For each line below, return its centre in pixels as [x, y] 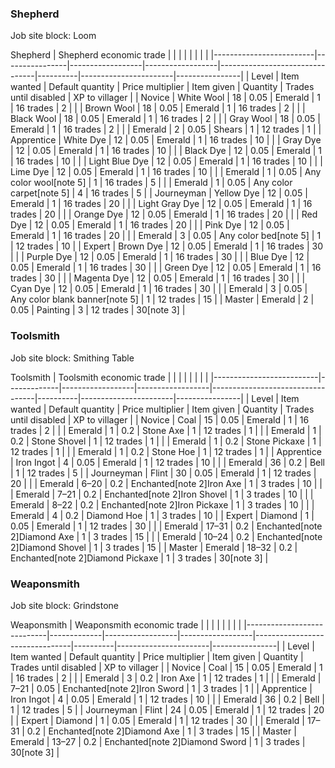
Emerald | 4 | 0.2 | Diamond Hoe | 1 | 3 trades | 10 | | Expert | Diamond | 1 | [162, 515]
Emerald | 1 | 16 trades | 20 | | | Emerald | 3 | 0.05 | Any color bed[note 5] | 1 [166, 236]
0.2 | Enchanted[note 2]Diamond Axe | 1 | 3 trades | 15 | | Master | [161, 731]
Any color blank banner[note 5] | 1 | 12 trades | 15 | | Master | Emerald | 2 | [162, 299]
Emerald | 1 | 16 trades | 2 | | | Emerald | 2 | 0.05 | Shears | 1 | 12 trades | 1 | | [166, 129]
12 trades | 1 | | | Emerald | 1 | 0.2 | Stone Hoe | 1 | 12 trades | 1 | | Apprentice [166, 451]
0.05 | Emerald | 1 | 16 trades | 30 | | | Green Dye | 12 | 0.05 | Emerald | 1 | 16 [166, 268]
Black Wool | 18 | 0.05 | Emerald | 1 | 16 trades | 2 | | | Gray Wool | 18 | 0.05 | [165, 119]
